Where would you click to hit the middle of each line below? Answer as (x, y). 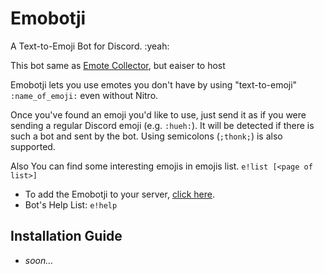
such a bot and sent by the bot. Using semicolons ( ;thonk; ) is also (146, 136)
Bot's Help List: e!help (71, 204)
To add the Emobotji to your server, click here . (119, 194)
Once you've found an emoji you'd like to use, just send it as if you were (158, 114)
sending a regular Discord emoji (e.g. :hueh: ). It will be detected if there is (162, 125)
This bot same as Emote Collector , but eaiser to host (118, 65)
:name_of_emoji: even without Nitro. (84, 95)
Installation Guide (66, 236)
